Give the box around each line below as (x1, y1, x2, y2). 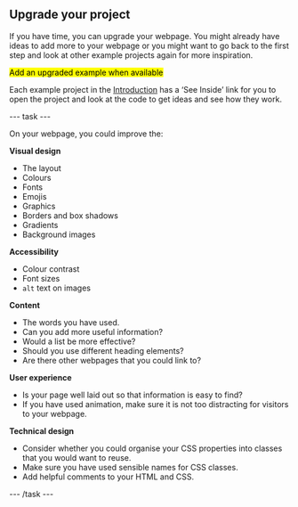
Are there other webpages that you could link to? (21, 355, 202, 365)
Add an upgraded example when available (9, 67, 164, 78)
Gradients (21, 219, 59, 230)
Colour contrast (21, 263, 80, 274)
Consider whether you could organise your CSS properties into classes (21, 443, 283, 454)
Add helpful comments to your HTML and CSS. (21, 471, 194, 482)
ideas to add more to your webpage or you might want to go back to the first (9, 40, 289, 51)
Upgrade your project (9, 7, 131, 22)
